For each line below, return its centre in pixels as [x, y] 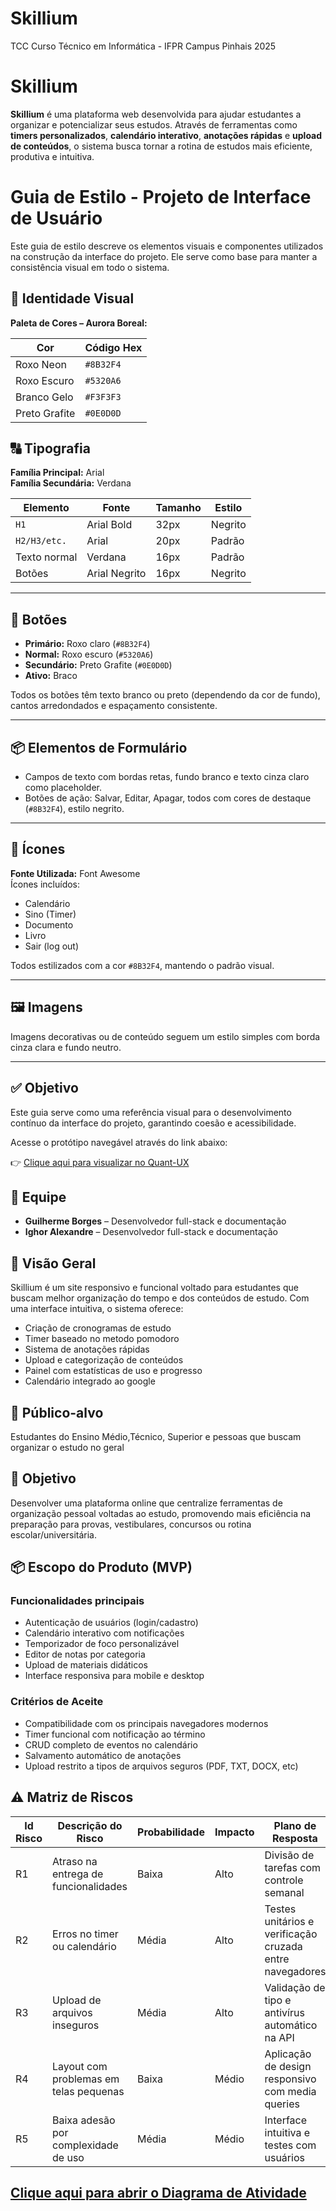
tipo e [278, 2000]
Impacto [234, 1832]
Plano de [295, 1825]
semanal [284, 1892]
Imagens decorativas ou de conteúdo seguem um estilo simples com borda [165, 1036]
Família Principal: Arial [57, 473]
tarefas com [293, 1867]
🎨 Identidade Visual [72, 298]
